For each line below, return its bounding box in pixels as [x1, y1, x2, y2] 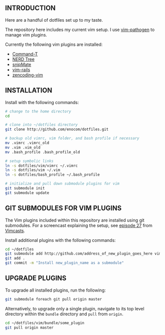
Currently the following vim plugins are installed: [5, 41, 103, 47]
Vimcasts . [5, 227, 26, 233]
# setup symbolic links [5, 158, 54, 163]
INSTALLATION [5, 86, 53, 95]
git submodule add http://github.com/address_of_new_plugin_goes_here [5, 251, 153, 256]
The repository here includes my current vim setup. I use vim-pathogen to [5, 27, 155, 33]
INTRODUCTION [5, 4, 56, 12]
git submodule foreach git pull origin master [5, 297, 102, 301]
